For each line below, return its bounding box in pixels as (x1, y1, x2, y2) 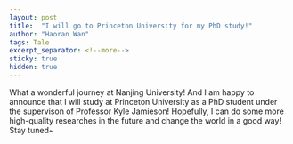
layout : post (9, 12, 58, 22)
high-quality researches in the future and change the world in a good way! (9, 115, 282, 125)
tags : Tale (9, 37, 50, 47)
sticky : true (9, 54, 58, 63)
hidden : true (9, 63, 58, 72)
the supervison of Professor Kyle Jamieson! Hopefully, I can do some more (9, 106, 285, 116)
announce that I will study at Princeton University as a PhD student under (9, 96, 278, 107)
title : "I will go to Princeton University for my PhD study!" (9, 21, 253, 30)
